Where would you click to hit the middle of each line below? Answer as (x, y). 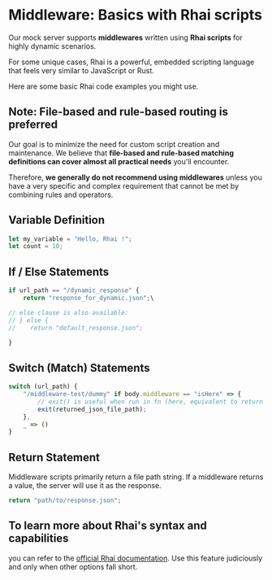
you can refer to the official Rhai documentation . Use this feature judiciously (136, 558)
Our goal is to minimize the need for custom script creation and (114, 144)
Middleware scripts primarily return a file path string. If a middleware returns (136, 477)
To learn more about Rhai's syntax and (108, 526)
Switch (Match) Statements (79, 368)
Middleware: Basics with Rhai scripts (135, 15)
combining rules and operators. (61, 194)
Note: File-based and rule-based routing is (119, 112)
